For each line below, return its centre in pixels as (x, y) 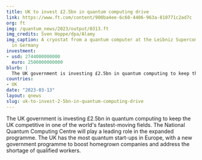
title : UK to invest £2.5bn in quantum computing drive (78, 12)
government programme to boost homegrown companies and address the (98, 144)
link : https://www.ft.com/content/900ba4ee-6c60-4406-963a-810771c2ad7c (99, 17)
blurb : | (17, 68)
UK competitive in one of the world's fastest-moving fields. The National (96, 125)
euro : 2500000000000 (37, 62)
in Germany (25, 46)
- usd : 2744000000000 (33, 57)
